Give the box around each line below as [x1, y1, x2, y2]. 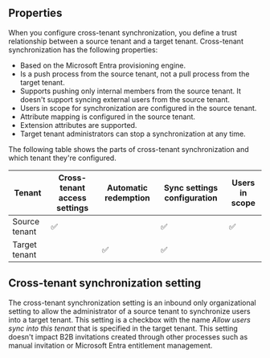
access [58, 192, 87, 204]
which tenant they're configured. [8, 153, 117, 163]
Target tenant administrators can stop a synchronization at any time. [19, 129, 247, 138]
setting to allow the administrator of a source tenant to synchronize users [8, 306, 251, 316]
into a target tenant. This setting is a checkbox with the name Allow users [8, 315, 251, 324]
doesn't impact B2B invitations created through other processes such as [8, 331, 248, 341]
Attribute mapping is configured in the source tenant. [19, 112, 195, 121]
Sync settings [163, 182, 219, 193]
